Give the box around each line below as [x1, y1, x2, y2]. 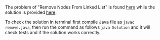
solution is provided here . [5, 9, 57, 15]
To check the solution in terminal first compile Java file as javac [5, 19, 135, 25]
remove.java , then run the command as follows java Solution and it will [5, 24, 151, 30]
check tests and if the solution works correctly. [5, 30, 101, 35]
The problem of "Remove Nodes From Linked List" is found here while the [5, 4, 155, 10]
